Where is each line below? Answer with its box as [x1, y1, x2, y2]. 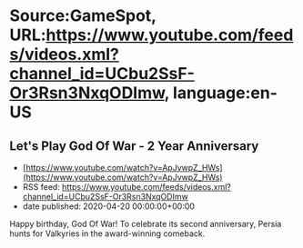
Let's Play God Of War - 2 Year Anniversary [9, 138, 259, 154]
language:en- [172, 83, 278, 104]
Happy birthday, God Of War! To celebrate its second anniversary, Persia [9, 219, 282, 229]
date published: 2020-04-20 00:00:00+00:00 [22, 201, 196, 212]
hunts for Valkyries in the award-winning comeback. [9, 228, 206, 239]
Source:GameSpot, [9, 5, 157, 26]
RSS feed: [22, 182, 61, 192]
